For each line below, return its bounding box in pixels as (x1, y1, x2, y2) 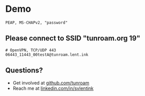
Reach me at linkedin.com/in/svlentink (12, 85, 94, 91)
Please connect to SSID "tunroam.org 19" (5, 34, 140, 43)
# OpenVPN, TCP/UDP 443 (5, 47, 57, 53)
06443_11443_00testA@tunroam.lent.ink (5, 52, 88, 57)
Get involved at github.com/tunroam (12, 80, 89, 86)
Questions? (5, 66, 43, 75)
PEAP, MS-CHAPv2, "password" (5, 20, 68, 25)
